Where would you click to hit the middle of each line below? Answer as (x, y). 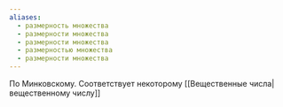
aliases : (25, 17)
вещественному (40, 93)
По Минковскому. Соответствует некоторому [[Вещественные (128, 84)
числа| (262, 84)
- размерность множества (63, 26)
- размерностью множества (65, 50)
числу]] (86, 93)
